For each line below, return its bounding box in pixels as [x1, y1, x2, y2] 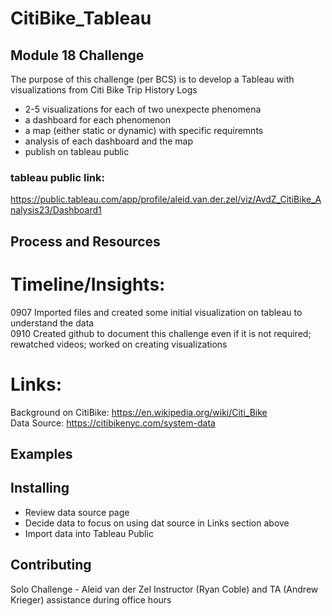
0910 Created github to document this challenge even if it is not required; [10, 327, 312, 339]
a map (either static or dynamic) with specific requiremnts [24, 125, 264, 136]
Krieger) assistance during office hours [10, 593, 172, 606]
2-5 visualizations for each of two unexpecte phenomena [24, 103, 262, 115]
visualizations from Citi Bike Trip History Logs [10, 84, 198, 96]
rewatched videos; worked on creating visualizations [10, 338, 228, 350]
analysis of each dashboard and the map [24, 135, 194, 147]
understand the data [10, 317, 95, 329]
